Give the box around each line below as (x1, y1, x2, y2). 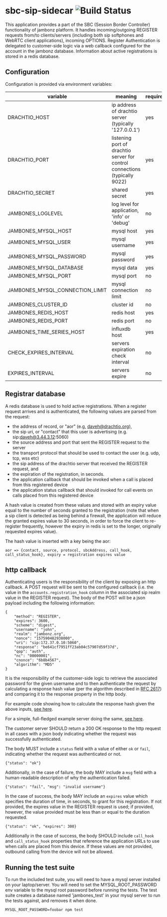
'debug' (111, 219, 130, 226)
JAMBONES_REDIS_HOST (7, 309, 69, 316)
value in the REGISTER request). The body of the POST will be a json (5, 595, 146, 601)
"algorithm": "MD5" (14, 662, 55, 667)
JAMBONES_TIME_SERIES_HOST (7, 328, 85, 335)
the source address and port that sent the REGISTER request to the (12, 439, 150, 445)
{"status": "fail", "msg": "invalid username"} (5, 784, 106, 790)
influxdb (111, 325, 131, 332)
